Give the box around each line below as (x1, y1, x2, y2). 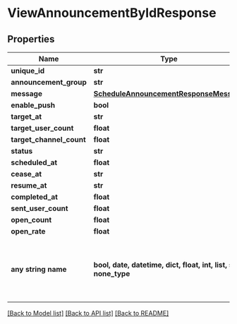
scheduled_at (11, 157, 58, 167)
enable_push (11, 100, 55, 110)
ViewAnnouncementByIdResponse (7, 5, 217, 21)
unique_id (11, 66, 45, 76)
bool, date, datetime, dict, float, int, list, (93, 260, 228, 270)
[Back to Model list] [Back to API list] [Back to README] (7, 309, 169, 317)
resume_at (11, 181, 47, 190)
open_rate (11, 227, 46, 236)
